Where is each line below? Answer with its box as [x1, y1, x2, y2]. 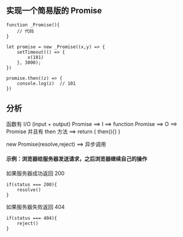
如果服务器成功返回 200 [6, 170, 65, 177]
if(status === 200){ [6, 181, 58, 187]
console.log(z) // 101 [17, 80, 76, 87]
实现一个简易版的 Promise [6, 5, 103, 16]
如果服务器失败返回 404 [6, 203, 65, 210]
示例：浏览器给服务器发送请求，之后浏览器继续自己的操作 [6, 155, 147, 162]
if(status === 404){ [6, 215, 58, 221]
